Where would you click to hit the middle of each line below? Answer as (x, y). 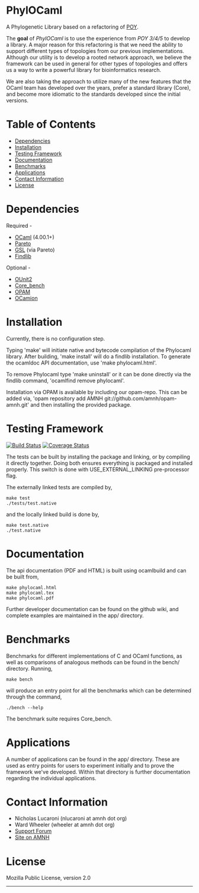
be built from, (23, 577)
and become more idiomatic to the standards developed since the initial (93, 94)
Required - (19, 225)
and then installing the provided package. (81, 404)
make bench (20, 679)
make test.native (28, 525)
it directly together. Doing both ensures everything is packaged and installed (99, 463)
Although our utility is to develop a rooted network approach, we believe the (99, 57)
